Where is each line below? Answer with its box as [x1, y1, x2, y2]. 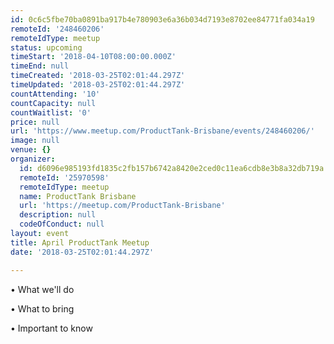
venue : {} [10, 145, 52, 155]
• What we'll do [10, 283, 75, 295]
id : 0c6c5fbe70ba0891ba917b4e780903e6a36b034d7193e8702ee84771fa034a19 [10, 14, 315, 25]
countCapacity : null [10, 98, 97, 108]
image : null [10, 136, 60, 146]
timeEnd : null [10, 61, 70, 71]
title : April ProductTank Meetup [10, 237, 150, 248]
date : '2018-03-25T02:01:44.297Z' [10, 247, 155, 257]
